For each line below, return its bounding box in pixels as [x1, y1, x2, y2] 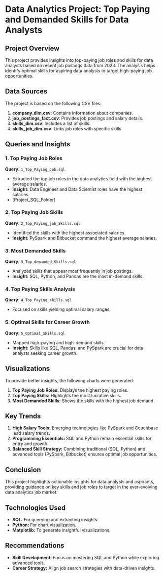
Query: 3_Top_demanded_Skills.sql [5, 258, 76, 265]
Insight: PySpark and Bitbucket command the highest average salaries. [12, 235, 157, 241]
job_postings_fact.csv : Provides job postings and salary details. [12, 115, 144, 121]
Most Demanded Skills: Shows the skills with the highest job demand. [12, 398, 155, 404]
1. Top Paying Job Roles [5, 155, 63, 162]
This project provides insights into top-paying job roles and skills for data [5, 57, 154, 63]
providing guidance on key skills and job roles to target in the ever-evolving [5, 484, 158, 490]
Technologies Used [5, 503, 66, 512]
